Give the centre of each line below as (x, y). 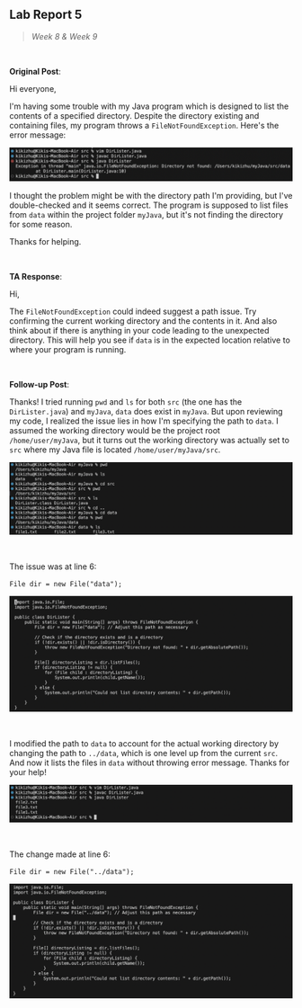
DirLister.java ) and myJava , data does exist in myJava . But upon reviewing (146, 411)
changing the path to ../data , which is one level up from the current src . (144, 754)
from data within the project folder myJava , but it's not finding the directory (147, 214)
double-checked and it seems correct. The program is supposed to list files (149, 205)
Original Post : (35, 71)
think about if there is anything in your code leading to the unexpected (139, 330)
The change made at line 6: (60, 854)
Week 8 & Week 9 (64, 36)
